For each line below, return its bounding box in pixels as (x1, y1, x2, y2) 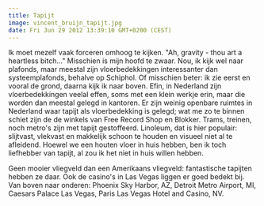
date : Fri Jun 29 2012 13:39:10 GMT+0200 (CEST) (8, 26, 172, 34)
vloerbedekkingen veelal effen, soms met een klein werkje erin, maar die (8, 90, 246, 99)
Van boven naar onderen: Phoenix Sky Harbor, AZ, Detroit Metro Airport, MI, (8, 181, 256, 190)
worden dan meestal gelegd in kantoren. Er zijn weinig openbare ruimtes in (8, 98, 253, 107)
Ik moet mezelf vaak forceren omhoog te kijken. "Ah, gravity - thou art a (8, 48, 243, 58)
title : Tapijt (8, 11, 55, 20)
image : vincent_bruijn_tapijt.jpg (8, 19, 123, 27)
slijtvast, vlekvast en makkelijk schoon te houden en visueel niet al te (8, 132, 233, 141)
